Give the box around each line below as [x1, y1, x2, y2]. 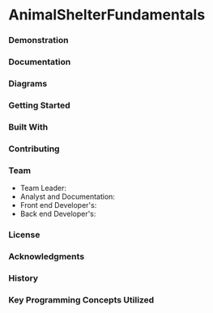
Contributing [8, 143, 60, 154]
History [8, 273, 39, 284]
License [8, 229, 40, 240]
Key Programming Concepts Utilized [8, 294, 155, 305]
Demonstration [8, 35, 69, 46]
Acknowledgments [8, 251, 85, 262]
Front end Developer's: [19, 201, 97, 210]
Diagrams [8, 78, 48, 89]
